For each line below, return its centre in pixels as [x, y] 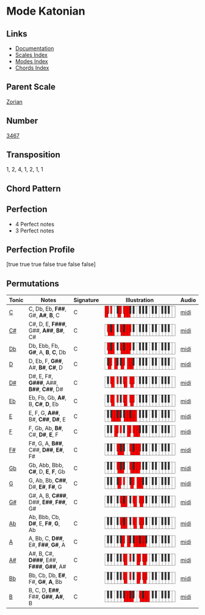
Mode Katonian [46, 11]
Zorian [15, 101]
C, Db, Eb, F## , [48, 309]
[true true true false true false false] [51, 264]
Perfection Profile [41, 250]
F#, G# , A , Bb [45, 581]
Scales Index [31, 55]
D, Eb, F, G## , [46, 361]
